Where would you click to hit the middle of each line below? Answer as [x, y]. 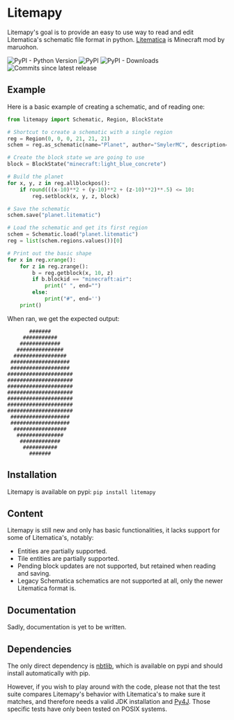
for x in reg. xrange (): [42, 260]
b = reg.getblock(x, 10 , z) [73, 273]
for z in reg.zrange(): [54, 267]
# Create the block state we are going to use [76, 158]
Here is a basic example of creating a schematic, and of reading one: [106, 107]
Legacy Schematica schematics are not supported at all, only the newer [120, 581]
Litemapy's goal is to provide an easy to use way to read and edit [100, 32]
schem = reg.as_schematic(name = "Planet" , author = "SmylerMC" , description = [118, 145]
